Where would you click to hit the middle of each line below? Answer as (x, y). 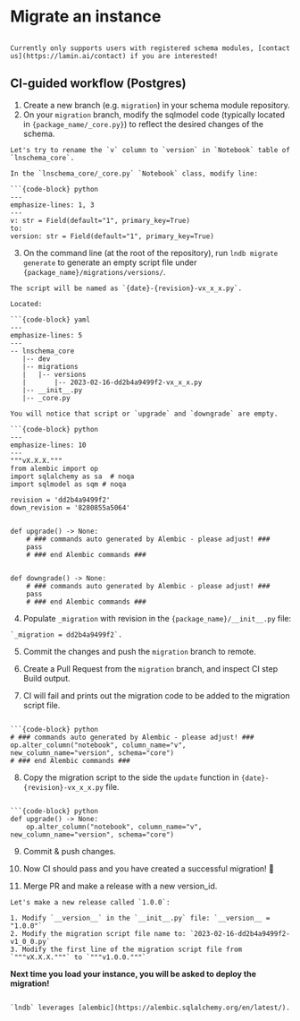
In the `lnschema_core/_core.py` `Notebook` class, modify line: (134, 173)
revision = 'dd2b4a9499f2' (60, 500)
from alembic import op (54, 468)
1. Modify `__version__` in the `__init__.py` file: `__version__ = (140, 918)
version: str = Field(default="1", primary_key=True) (112, 236)
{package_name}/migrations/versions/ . (94, 271)
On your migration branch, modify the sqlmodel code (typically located (154, 115)
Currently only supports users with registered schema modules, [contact (150, 48)
